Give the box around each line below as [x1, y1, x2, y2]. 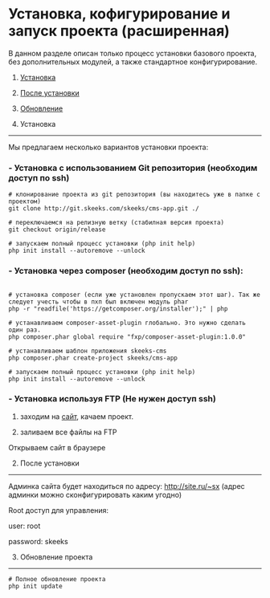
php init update [8, 582, 63, 590]
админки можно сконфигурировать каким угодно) [8, 490, 182, 499]
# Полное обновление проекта [8, 575, 106, 583]
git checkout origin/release [8, 226, 106, 234]
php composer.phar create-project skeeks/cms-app [8, 354, 178, 362]
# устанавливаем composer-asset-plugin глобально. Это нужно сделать [8, 319, 247, 327]
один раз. [8, 326, 42, 334]
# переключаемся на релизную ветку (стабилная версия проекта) [8, 218, 225, 227]
